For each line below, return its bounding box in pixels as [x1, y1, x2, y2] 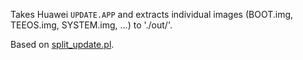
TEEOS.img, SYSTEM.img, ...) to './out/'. [10, 19, 173, 31]
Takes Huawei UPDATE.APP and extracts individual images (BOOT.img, [10, 9, 294, 20]
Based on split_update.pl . [10, 39, 115, 50]
